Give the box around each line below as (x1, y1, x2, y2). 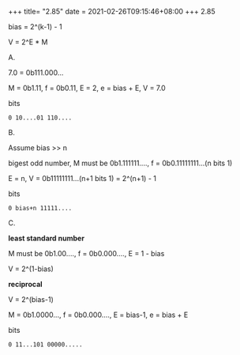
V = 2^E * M (8, 37, 48, 47)
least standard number (8, 233, 85, 243)
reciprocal (8, 280, 43, 289)
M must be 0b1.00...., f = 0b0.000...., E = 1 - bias (8, 249, 165, 258)
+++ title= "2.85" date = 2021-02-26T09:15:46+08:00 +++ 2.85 (8, 7, 216, 16)
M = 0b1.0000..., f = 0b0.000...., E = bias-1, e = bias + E (8, 310, 189, 319)
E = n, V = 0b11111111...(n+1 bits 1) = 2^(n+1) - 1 (8, 174, 156, 183)
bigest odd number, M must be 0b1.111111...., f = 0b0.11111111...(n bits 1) (8, 158, 233, 168)
